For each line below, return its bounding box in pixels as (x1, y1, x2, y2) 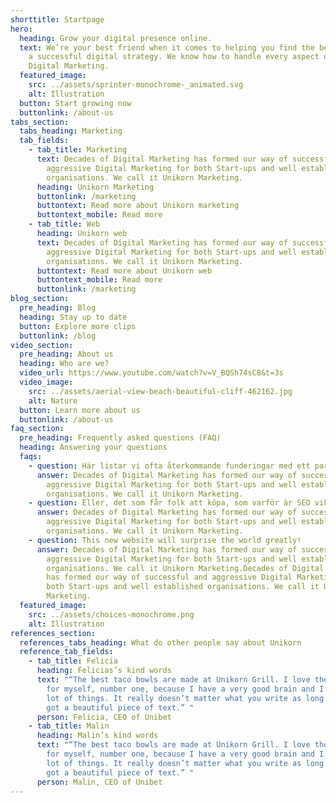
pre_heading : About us (19, 349, 114, 360)
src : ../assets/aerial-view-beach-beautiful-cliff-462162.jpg (28, 386, 293, 396)
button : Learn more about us (19, 405, 141, 415)
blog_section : (10, 294, 70, 304)
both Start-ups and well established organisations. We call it (46, 582, 320, 592)
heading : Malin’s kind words (36, 731, 159, 741)
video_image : (19, 377, 74, 387)
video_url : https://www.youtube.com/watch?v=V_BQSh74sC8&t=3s (19, 368, 284, 378)
